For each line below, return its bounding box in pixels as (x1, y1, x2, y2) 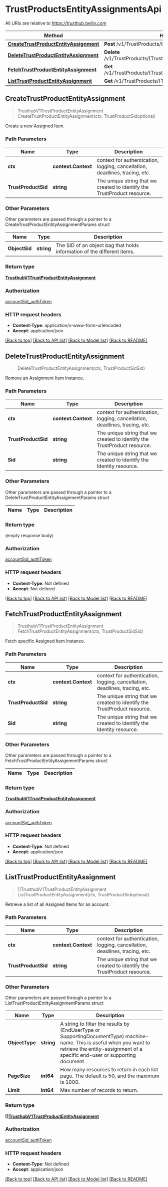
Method (44, 32, 63, 39)
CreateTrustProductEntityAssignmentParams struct (5, 221, 110, 227)
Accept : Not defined (12, 585, 55, 592)
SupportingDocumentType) (59, 1033, 124, 1040)
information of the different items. (55, 248, 135, 255)
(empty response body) (5, 532, 54, 538)
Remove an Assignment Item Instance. (5, 375, 84, 381)
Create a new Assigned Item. (5, 123, 65, 129)
